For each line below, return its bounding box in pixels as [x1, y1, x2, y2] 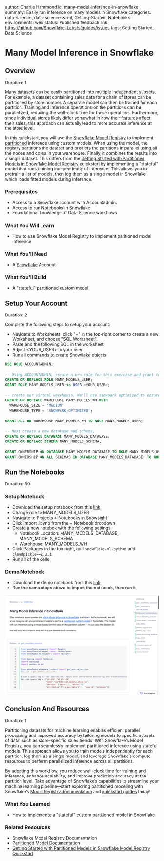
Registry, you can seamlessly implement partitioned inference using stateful [5, 742, 158, 749]
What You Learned [5, 800, 50, 807]
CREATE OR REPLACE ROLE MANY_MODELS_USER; [5, 377, 93, 382]
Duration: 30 [5, 481, 30, 487]
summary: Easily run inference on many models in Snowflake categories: [5, 9, 151, 15]
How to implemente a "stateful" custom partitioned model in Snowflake [12, 812, 155, 818]
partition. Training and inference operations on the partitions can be [5, 105, 142, 110]
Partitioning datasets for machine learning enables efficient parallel [5, 727, 140, 733]
